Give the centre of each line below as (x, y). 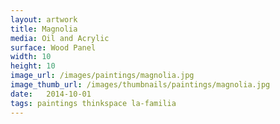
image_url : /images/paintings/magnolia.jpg (102, 76)
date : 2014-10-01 (51, 94)
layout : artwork (44, 19)
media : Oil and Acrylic (60, 38)
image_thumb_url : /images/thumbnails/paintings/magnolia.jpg (140, 85)
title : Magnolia (44, 29)
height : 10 (33, 66)
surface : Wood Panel (53, 47)
